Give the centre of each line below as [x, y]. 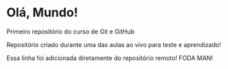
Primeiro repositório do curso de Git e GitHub [71, 31]
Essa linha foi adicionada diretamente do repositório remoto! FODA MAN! [110, 58]
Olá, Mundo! [42, 13]
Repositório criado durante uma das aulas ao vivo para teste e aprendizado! [114, 44]
